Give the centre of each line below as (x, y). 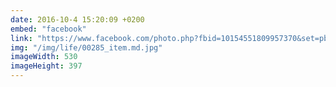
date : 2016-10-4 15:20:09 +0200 (77, 19)
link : (21, 38)
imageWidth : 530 (44, 57)
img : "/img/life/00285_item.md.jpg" (86, 47)
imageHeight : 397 (46, 66)
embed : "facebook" (48, 29)
